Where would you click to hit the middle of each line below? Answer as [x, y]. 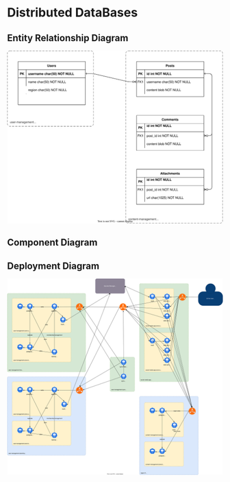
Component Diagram [52, 242]
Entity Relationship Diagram [68, 38]
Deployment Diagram [53, 266]
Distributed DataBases [73, 13]
